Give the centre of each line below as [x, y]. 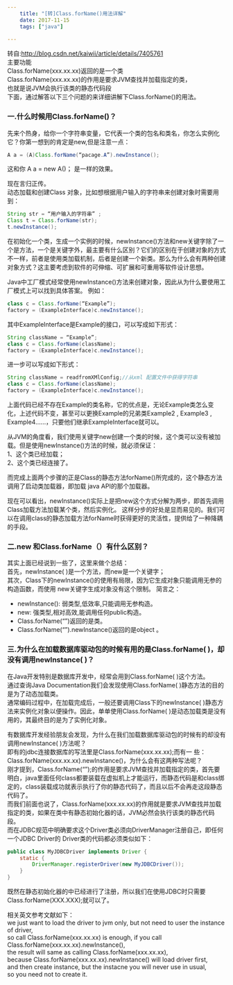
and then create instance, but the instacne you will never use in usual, [107, 967]
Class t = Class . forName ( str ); [52, 221]
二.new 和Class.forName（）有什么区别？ [78, 547]
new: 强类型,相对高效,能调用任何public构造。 [81, 613]
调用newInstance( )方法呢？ [47, 743]
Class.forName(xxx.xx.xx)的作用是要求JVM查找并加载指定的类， [99, 80]
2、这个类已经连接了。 [40, 463]
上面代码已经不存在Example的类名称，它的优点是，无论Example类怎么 [107, 405]
